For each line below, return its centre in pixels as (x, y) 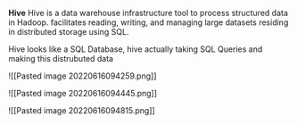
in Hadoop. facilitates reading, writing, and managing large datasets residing (148, 22)
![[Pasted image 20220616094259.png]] (82, 76)
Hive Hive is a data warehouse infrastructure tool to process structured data (148, 13)
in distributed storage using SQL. (69, 32)
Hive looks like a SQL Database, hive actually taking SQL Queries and (136, 49)
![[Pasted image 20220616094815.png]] (82, 110)
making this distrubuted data (61, 58)
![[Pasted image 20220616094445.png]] (83, 93)
